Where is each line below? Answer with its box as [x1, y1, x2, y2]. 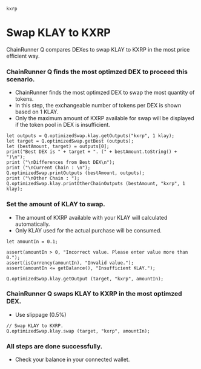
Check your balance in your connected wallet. [15, 356, 130, 364]
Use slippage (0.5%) [15, 311, 67, 318]
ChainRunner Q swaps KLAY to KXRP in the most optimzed [6, 289, 183, 298]
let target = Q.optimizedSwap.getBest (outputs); [6, 138, 134, 144]
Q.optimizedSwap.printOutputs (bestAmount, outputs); [6, 170, 145, 176]
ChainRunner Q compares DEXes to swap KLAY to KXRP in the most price [6, 46, 190, 53]
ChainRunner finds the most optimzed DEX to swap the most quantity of [15, 89, 195, 96]
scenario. [6, 75, 35, 83]
